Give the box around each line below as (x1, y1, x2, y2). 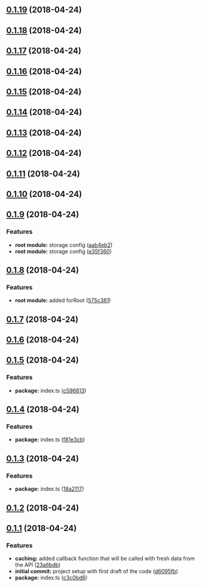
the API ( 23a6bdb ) (14, 561, 61, 568)
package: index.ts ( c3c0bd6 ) (14, 574, 88, 582)
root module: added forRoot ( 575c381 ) (14, 297, 111, 304)
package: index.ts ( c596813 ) (14, 387, 87, 394)
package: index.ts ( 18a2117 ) (14, 485, 84, 492)
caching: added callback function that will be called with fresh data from (14, 555, 195, 562)
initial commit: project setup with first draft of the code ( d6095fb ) (14, 568, 178, 575)
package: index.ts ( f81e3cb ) (14, 436, 85, 443)
